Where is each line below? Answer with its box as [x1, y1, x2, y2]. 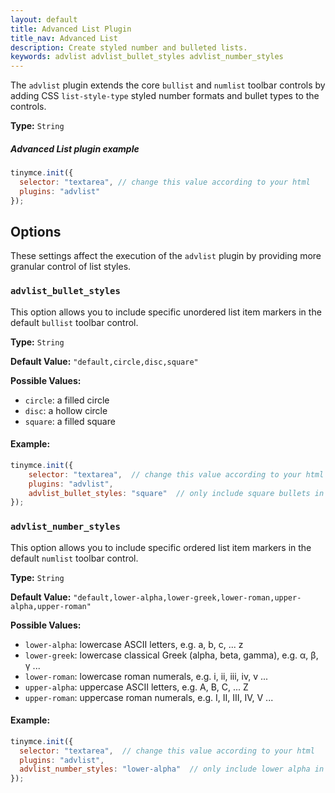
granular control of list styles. [10, 261, 132, 273]
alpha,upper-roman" [10, 601, 92, 611]
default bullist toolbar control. [10, 316, 139, 328]
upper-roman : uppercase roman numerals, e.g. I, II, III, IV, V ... [24, 691, 274, 703]
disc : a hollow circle [24, 404, 108, 416]
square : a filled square [24, 415, 116, 427]
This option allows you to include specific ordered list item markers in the [10, 541, 312, 553]
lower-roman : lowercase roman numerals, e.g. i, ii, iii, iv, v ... [24, 670, 269, 682]
